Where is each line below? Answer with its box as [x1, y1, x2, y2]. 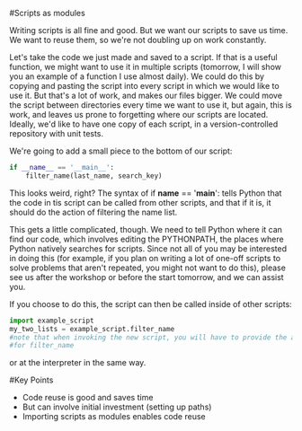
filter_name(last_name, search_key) [25, 171, 164, 180]
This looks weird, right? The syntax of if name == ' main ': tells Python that [9, 188, 282, 198]
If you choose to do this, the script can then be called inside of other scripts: [9, 298, 292, 309]
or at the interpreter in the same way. [9, 357, 147, 368]
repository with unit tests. [9, 128, 104, 138]
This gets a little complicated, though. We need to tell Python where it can [9, 224, 283, 234]
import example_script [9, 316, 94, 325]
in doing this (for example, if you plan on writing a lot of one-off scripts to [9, 252, 281, 263]
